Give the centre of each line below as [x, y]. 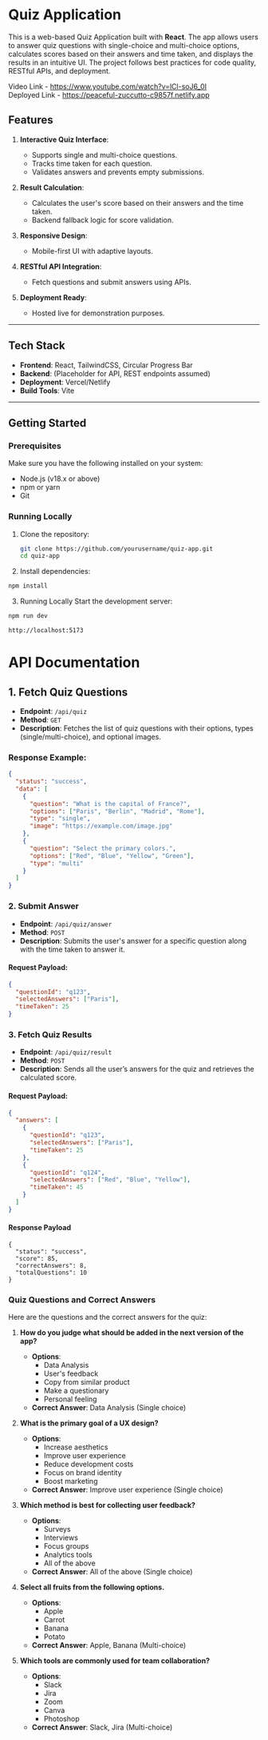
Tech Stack [37, 346]
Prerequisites [35, 446]
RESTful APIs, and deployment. [59, 70]
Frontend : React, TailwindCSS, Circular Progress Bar [106, 365]
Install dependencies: [55, 571]
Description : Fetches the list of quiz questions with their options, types [136, 728]
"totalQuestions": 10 [51, 1273]
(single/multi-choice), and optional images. [90, 736]
